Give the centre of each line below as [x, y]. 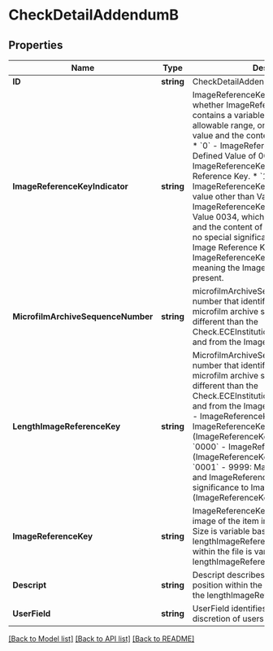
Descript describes [229, 575]
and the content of [227, 227]
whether [208, 105]
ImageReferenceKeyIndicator [70, 186]
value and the [218, 135]
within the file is [222, 551]
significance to [221, 487]
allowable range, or [229, 125]
